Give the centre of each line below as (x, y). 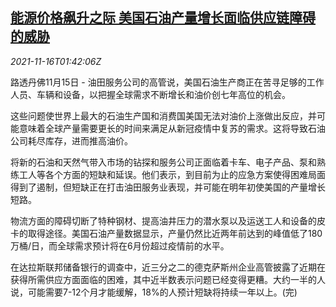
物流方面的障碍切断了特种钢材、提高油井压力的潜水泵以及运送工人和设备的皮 (168, 220)
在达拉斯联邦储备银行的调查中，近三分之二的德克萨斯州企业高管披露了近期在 (168, 267)
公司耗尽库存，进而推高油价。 (71, 140)
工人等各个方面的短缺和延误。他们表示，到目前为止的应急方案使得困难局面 (172, 174)
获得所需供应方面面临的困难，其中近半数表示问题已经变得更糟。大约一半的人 (168, 279)
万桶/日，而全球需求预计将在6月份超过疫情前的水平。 (120, 245)
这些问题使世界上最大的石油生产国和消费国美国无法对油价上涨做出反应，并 (163, 115)
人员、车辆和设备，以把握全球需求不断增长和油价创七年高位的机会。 (150, 94)
